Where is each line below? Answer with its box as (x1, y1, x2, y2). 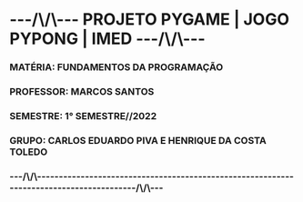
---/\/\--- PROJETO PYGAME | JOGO (9, 9, 289, 30)
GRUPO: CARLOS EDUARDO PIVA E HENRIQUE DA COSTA (9, 134, 267, 146)
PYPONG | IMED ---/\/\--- (9, 28, 207, 49)
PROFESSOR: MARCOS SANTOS (9, 86, 155, 98)
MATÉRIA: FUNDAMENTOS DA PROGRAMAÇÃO (9, 61, 224, 74)
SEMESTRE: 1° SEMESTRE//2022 (9, 109, 157, 122)
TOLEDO (9, 146, 48, 158)
